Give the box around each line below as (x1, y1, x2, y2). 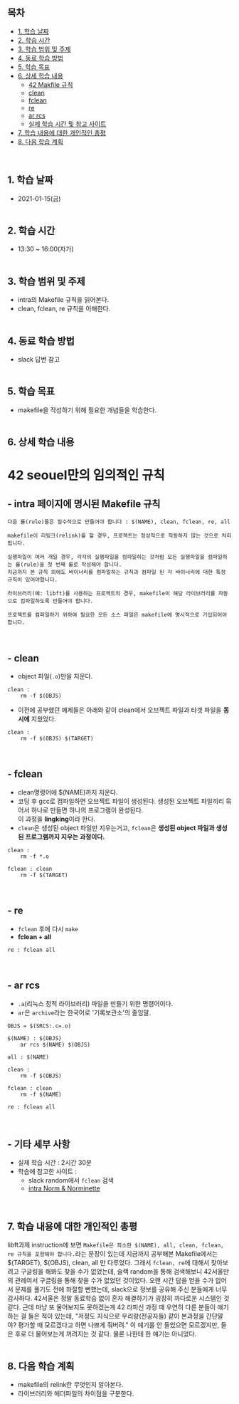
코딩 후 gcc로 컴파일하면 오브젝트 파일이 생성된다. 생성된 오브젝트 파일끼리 (17, 797, 225, 805)
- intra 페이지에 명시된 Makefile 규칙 (7, 498, 161, 510)
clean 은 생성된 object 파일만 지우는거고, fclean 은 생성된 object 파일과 (17, 823, 215, 832)
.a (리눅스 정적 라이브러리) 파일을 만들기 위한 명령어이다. (17, 999, 174, 1007)
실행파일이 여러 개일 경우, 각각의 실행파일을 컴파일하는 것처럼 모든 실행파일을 (7, 554, 205, 561)
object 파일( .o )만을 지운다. (17, 672, 93, 681)
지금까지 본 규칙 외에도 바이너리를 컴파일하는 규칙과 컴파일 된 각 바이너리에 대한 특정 (7, 569, 226, 576)
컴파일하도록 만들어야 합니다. (20, 597, 94, 605)
